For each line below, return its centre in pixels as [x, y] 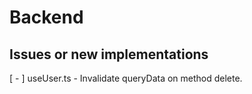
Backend [46, 17]
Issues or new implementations [109, 54]
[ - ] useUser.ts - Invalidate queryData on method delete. [126, 78]
